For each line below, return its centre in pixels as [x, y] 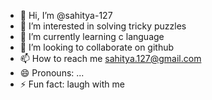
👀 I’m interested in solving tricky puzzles [103, 26]
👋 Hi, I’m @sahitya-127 [66, 15]
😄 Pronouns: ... [52, 73]
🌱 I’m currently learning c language [92, 36]
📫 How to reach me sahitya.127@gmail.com [110, 58]
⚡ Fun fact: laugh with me [72, 84]
